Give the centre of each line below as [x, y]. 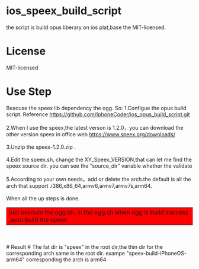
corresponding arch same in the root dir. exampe [66, 253]
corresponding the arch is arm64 [66, 260]
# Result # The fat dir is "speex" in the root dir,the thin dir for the [84, 246]
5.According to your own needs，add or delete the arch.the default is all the [99, 179]
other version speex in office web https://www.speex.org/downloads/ [91, 134]
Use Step [29, 92]
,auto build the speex [38, 219]
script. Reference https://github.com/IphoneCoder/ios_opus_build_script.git [98, 114]
